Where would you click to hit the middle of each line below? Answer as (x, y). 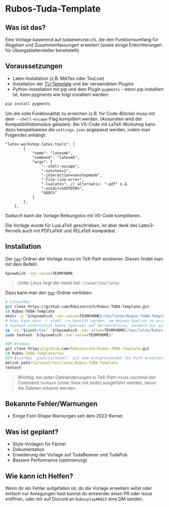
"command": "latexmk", (56, 157)
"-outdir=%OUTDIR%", (63, 188)
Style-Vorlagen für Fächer (39, 444)
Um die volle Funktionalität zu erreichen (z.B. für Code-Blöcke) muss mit (80, 113)
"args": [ (42, 162)
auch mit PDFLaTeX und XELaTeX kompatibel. (69, 231)
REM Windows (18, 344)
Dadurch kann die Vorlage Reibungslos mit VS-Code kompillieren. (73, 215)
